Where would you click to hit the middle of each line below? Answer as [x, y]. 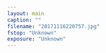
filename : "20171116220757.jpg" [53, 26]
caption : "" [24, 20]
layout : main [26, 13]
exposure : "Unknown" [37, 39]
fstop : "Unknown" [32, 33]
